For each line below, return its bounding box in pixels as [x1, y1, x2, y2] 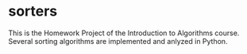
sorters [8, 2, 58, 20]
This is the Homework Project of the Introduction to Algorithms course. [8, 28, 240, 38]
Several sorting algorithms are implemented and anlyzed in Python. [8, 36, 228, 45]
